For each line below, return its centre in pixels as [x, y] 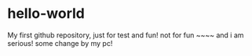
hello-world [46, 14]
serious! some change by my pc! [60, 43]
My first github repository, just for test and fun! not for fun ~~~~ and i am [126, 35]
